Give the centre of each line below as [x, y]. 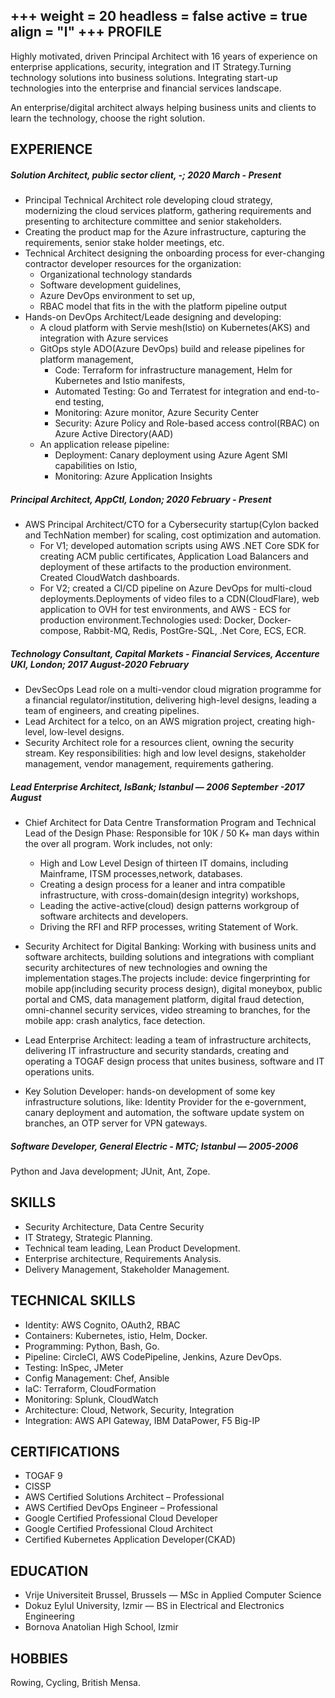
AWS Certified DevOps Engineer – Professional [121, 1508]
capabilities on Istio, [96, 466]
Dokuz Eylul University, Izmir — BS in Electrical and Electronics [154, 1606]
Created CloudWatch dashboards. [109, 578]
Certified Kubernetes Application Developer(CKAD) [130, 1540]
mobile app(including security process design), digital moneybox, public [173, 989]
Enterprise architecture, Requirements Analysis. [123, 1258]
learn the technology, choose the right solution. [108, 118]
